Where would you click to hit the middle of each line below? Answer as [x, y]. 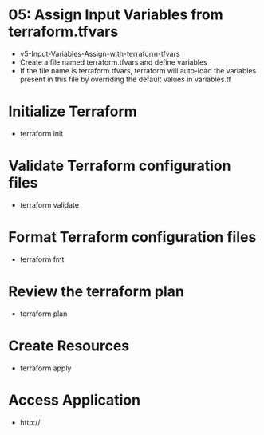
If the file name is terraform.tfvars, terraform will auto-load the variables [138, 70]
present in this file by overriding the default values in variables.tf [125, 79]
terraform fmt [42, 259]
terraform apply [45, 368]
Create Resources [69, 346]
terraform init [41, 133]
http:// [30, 422]
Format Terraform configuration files [132, 237]
